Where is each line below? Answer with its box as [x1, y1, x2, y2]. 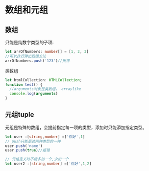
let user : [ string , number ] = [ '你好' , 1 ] [5, 134, 85, 139]
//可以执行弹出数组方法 [5, 53, 47, 59]
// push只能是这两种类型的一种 [5, 139, 61, 144]
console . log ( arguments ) [9, 91, 58, 96]
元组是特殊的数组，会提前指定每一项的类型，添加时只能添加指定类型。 [5, 124, 147, 130]
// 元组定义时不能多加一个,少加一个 [5, 157, 69, 162]
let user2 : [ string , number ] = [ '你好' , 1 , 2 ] [5, 161, 92, 167]
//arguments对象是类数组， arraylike [9, 87, 81, 92]
